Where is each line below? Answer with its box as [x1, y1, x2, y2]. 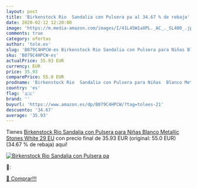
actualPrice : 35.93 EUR [6, 58, 64, 63]
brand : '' [6, 96, 30, 102]
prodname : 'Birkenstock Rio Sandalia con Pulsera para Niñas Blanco [6, 80, 182, 86]
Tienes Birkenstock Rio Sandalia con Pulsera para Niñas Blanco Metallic [6, 129, 180, 136]
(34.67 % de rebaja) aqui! [6, 141, 68, 148]
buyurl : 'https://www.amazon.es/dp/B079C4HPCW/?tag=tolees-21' [6, 101, 164, 108]
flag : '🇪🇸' [6, 90, 35, 96]
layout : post [6, 8, 38, 15]
